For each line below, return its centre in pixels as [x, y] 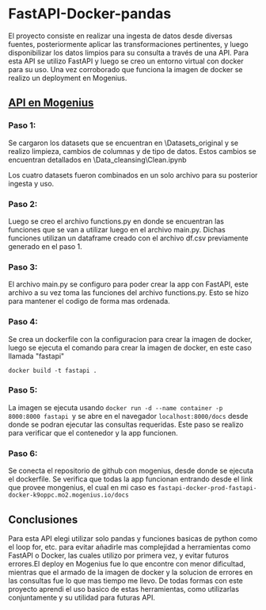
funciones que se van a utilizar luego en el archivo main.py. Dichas [117, 229]
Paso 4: [23, 322]
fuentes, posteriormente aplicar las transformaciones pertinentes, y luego [128, 44]
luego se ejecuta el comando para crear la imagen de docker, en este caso [130, 347]
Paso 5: [23, 390]
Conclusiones [43, 519]
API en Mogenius [51, 103]
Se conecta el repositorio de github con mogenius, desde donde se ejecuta [131, 471]
